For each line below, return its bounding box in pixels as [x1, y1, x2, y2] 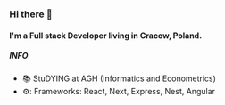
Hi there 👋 [9, 8, 54, 20]
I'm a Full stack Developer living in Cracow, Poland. [9, 30, 203, 41]
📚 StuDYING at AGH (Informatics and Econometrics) [21, 73, 217, 84]
